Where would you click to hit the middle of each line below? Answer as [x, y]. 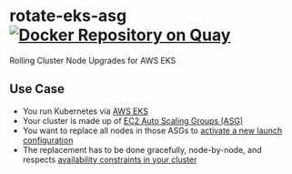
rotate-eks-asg [68, 16]
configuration [48, 140]
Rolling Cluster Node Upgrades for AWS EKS [93, 60]
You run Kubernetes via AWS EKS [85, 111]
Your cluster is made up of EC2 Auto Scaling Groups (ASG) [133, 120]
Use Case [37, 89]
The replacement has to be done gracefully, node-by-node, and [142, 149]
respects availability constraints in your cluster [110, 159]
